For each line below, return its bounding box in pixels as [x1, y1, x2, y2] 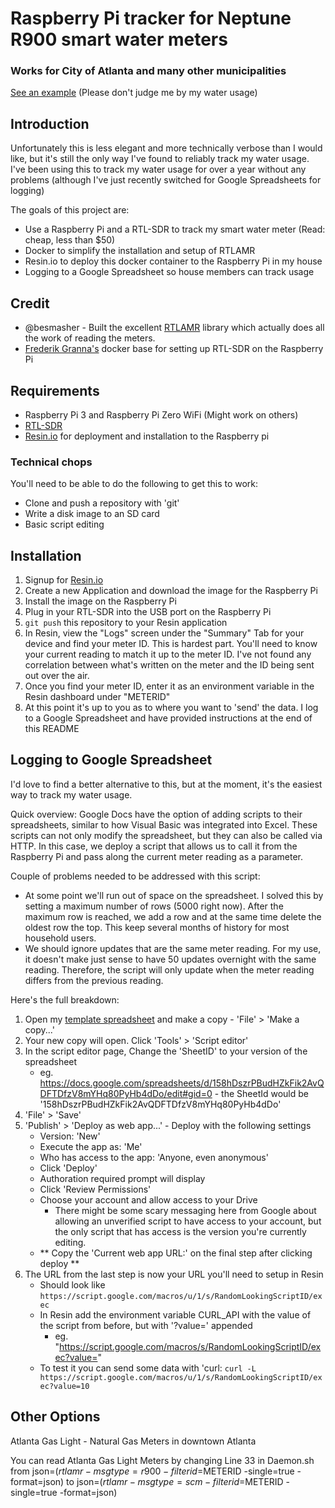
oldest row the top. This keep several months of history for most [24, 921, 290, 933]
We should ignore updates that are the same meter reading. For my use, [24, 942, 322, 954]
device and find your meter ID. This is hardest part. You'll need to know [24, 638, 318, 650]
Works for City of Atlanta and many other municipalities [10, 64, 287, 78]
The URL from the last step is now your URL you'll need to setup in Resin [24, 1268, 324, 1280]
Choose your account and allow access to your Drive [39, 1193, 258, 1206]
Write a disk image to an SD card [24, 508, 160, 520]
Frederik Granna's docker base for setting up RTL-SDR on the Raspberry [24, 343, 324, 355]
